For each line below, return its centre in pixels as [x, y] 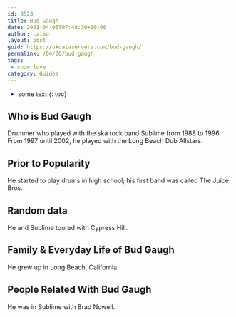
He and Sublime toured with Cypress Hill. [68, 227]
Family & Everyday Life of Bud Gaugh [91, 250]
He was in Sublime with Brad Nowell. [61, 306]
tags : [15, 61]
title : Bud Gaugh [33, 21]
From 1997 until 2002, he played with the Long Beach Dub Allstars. [105, 141]
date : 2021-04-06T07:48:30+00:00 [57, 27]
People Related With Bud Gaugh [79, 290]
